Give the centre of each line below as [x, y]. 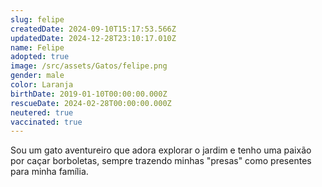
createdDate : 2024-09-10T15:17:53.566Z [93, 29]
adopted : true [40, 57]
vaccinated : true [46, 122]
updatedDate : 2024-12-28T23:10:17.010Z [93, 38]
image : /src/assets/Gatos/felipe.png [89, 66]
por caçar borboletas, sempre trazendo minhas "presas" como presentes [161, 161]
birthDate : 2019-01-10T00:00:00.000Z [89, 94]
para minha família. [49, 172]
